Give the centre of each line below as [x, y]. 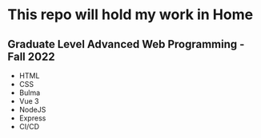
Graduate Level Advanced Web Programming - [126, 44]
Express [32, 118]
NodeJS [32, 110]
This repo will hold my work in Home [130, 15]
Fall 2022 [31, 56]
